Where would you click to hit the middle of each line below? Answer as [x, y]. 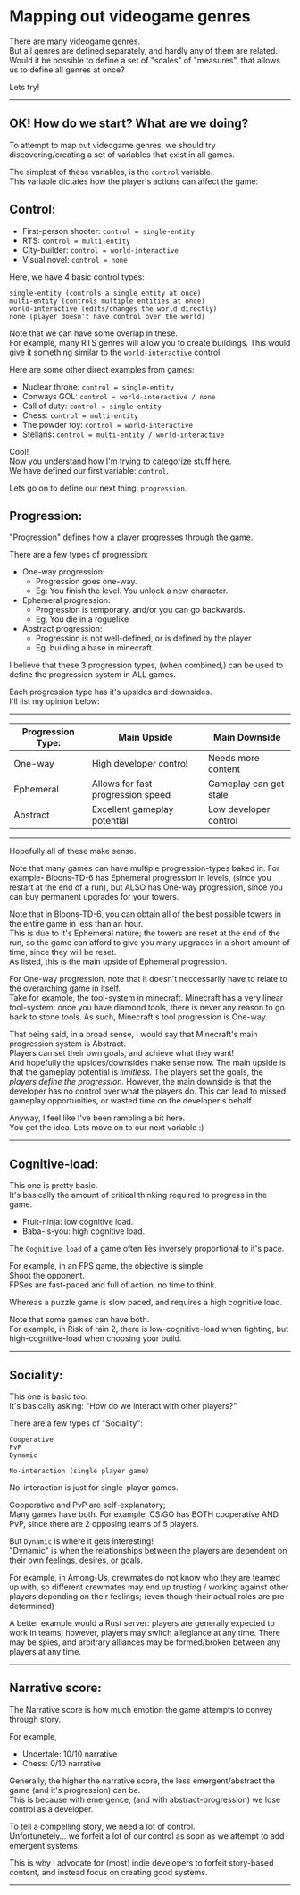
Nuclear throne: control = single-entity [98, 387]
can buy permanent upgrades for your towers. [94, 897]
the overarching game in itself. [65, 988]
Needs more [234, 759]
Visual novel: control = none [75, 259]
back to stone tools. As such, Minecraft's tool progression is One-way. [138, 1017]
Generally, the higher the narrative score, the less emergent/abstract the [142, 1781]
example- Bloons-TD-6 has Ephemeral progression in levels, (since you [140, 878]
